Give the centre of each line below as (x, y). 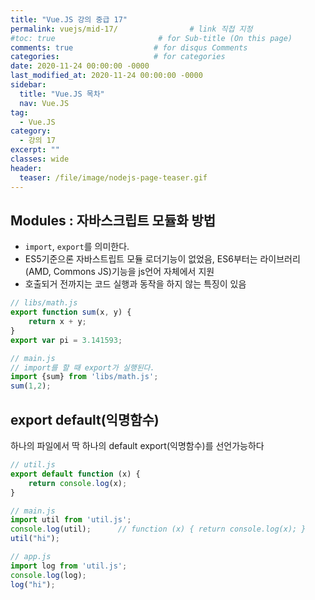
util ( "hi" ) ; (35, 539)
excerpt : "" (35, 150)
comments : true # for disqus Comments (129, 47)
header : (26, 168)
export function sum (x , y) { (71, 312)
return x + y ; (57, 322)
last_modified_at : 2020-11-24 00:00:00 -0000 (106, 76)
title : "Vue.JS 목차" (62, 94)
